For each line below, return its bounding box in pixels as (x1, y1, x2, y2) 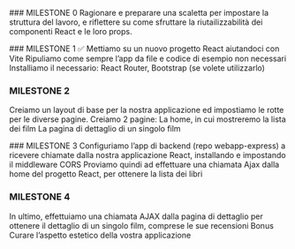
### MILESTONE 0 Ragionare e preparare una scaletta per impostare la (9, 8, 269, 18)
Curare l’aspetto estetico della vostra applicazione (9, 230, 192, 240)
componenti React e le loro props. (9, 26, 132, 36)
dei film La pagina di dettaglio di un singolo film (9, 124, 181, 134)
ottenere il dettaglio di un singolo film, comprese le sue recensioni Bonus (9, 220, 274, 230)
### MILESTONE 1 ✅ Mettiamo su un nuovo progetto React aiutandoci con (9, 43, 280, 54)
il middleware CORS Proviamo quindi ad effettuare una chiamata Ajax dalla (9, 159, 280, 170)
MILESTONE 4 (9, 191, 71, 203)
